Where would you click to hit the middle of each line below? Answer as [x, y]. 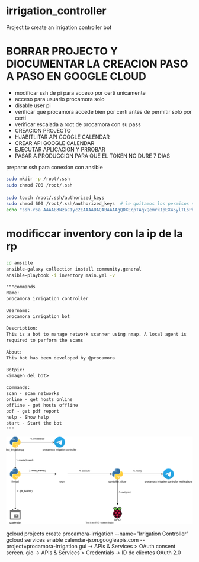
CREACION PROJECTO [43, 130]
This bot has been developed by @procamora [61, 358]
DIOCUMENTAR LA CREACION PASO [97, 64]
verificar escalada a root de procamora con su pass [78, 124]
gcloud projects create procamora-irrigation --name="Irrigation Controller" [98, 534]
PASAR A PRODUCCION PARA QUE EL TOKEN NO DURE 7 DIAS [92, 156]
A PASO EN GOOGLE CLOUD [76, 77]
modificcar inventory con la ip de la [94, 234]
